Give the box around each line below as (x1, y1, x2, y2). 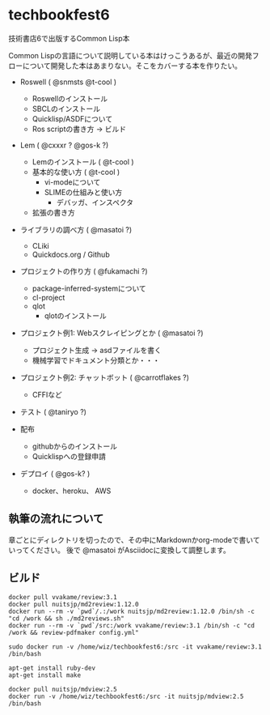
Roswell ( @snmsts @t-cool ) (19, 77, 117, 87)
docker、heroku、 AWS (32, 486, 112, 496)
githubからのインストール (32, 441, 117, 451)
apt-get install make (8, 670, 82, 679)
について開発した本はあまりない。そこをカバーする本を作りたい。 (22, 61, 243, 70)
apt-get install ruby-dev (8, 664, 95, 672)
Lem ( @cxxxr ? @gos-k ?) (19, 140, 109, 150)
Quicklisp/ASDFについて (32, 113, 113, 123)
